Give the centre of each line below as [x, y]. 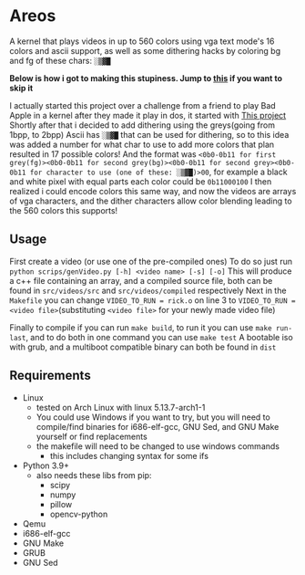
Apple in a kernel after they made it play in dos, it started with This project [148, 115]
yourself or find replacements [91, 436]
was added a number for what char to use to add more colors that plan [142, 144]
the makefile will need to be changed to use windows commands [158, 446]
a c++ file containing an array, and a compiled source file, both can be [141, 280]
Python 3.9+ [46, 465]
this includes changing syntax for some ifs [129, 455]
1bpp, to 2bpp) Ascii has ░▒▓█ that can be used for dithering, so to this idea [149, 134]
